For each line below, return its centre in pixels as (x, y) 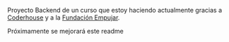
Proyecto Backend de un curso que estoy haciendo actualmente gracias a (115, 10)
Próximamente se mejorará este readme (65, 31)
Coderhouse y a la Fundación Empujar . (64, 17)
